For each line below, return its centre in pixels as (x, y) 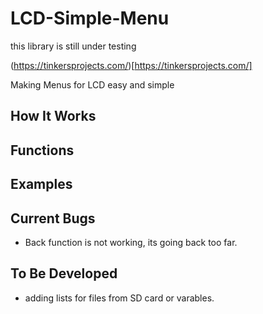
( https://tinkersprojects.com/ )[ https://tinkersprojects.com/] (131, 65)
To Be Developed (64, 273)
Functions (42, 150)
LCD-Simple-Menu (90, 18)
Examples (41, 184)
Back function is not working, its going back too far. (131, 242)
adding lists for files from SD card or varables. (119, 298)
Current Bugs (53, 218)
